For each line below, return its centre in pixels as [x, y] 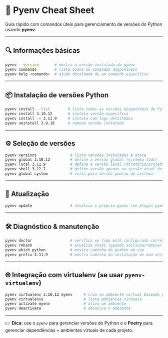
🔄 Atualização [27, 194]
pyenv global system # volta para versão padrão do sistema [79, 174]
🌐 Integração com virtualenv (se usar [64, 275]
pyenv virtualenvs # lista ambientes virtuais [73, 299]
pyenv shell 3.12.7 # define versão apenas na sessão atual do [84, 169]
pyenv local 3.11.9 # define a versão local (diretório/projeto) [86, 164]
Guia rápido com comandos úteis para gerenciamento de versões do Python [84, 24]
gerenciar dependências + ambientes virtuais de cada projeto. [69, 330]
